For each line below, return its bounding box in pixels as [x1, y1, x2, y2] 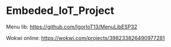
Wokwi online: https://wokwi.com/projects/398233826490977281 [6, 34, 165, 41]
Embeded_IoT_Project [6, 4, 114, 17]
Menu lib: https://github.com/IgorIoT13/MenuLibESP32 [6, 23, 138, 30]
